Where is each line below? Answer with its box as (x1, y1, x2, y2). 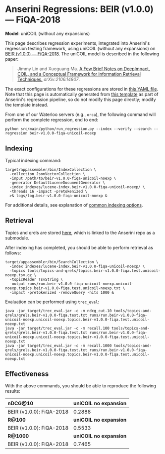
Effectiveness (5, 369, 49, 378)
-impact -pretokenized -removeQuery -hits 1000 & (9, 290, 114, 295)
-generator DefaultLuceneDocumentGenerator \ (9, 180, 106, 185)
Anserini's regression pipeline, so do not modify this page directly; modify (5, 96, 156, 103)
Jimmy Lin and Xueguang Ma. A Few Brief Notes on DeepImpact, (17, 66, 150, 72)
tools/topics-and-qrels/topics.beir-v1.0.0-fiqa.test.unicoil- (27, 268, 161, 273)
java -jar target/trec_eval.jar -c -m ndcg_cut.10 (5, 308, 112, 313)
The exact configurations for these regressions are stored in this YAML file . (5, 86, 159, 92)
